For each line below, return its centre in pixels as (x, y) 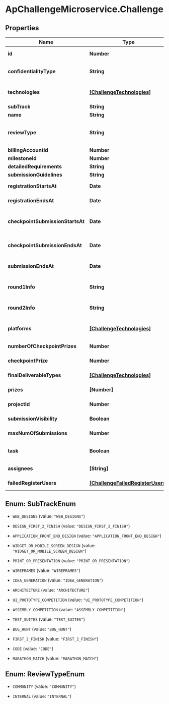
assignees (20, 468)
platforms (20, 329)
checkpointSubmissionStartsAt (46, 221)
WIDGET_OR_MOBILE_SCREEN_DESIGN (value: (54, 545)
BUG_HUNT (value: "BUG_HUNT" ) (42, 629)
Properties (22, 28)
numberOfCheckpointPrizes (42, 346)
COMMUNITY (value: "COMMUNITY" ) (44, 686)
